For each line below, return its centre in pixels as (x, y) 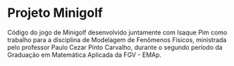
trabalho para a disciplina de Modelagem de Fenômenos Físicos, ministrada (117, 39)
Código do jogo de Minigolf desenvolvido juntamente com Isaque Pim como (117, 32)
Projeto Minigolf (55, 13)
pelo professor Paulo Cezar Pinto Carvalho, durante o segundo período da (115, 47)
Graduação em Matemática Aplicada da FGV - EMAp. (85, 55)
